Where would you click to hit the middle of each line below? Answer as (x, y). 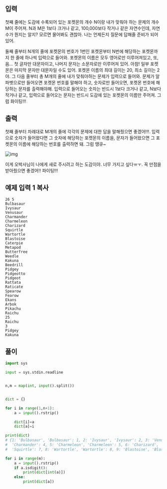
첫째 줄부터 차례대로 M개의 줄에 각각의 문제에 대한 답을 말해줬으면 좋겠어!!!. (78, 131)
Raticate (14, 287)
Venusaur (14, 213)
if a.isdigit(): (31, 468)
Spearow (13, 291)
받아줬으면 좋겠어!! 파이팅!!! (32, 170)
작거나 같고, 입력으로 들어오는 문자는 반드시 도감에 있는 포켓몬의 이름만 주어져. (81, 95)
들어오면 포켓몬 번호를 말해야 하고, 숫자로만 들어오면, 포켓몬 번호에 (91, 82)
